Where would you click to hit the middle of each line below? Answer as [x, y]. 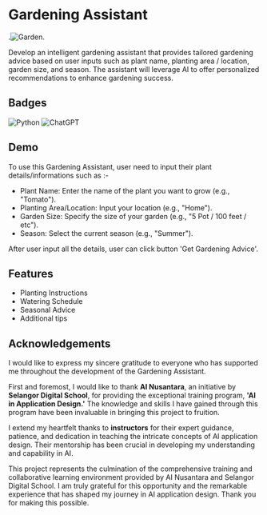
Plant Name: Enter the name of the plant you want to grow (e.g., [125, 190]
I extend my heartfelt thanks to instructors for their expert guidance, [121, 428]
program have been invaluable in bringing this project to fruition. [114, 413]
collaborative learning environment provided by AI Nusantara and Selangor [131, 477]
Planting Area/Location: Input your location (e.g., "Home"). [116, 208]
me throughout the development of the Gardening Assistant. [107, 371]
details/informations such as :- [59, 175]
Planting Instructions [54, 293]
